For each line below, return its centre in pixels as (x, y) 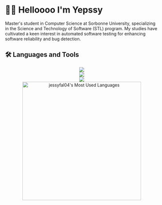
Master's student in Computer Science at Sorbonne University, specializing (80, 23)
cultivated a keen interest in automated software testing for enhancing (75, 34)
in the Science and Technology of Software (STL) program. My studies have (81, 28)
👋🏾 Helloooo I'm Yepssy (54, 10)
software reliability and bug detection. (43, 39)
